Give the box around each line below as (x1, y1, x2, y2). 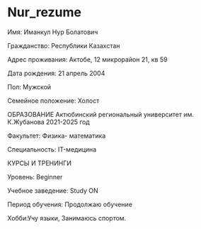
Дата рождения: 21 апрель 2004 (7, 69, 105, 77)
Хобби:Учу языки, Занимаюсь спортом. (7, 213, 127, 222)
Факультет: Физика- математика (7, 131, 106, 140)
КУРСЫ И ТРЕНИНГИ (7, 159, 72, 167)
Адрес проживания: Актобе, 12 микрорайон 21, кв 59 (7, 55, 168, 64)
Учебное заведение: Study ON (7, 186, 98, 195)
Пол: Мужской (7, 82, 52, 91)
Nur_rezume (7, 4, 81, 21)
